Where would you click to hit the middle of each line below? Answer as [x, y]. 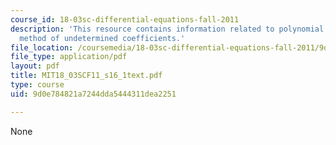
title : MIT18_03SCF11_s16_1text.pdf [86, 76]
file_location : [42, 47]
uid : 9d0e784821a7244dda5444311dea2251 [93, 94]
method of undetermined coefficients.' [102, 38]
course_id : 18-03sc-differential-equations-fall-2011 [125, 19]
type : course [37, 85]
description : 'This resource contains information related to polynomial [167, 29]
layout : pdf [35, 66]
